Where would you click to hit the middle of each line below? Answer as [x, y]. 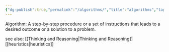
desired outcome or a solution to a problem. [51, 29]
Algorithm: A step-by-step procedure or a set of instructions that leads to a [83, 24]
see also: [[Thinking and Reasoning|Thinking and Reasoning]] [69, 39]
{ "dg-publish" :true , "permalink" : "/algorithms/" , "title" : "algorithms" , [81, 10]
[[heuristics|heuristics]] [29, 44]
